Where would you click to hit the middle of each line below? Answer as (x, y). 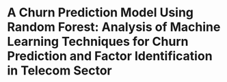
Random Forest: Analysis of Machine (114, 27)
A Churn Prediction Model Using (100, 13)
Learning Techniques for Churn (98, 42)
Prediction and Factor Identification (110, 56)
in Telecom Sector (59, 71)
